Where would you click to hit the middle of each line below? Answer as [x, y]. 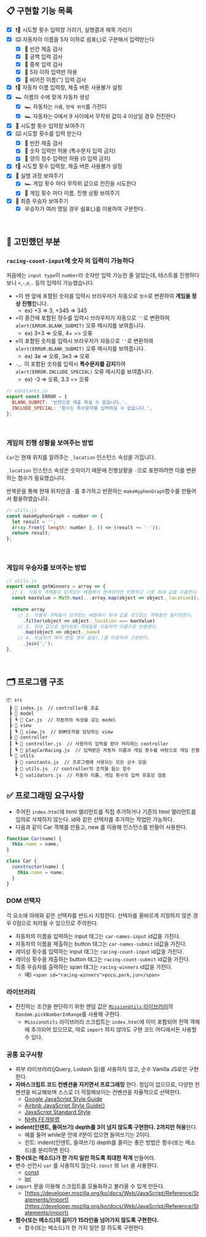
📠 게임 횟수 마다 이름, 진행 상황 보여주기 [72, 193]
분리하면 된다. [54, 1150]
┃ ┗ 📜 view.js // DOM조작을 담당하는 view [61, 732]
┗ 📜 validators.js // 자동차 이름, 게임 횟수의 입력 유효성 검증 [90, 775]
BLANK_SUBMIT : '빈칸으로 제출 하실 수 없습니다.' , [70, 403]
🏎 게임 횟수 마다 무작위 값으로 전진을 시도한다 [80, 184]
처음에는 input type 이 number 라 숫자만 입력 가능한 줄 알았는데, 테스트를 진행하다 [103, 275]
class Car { [22, 861]
